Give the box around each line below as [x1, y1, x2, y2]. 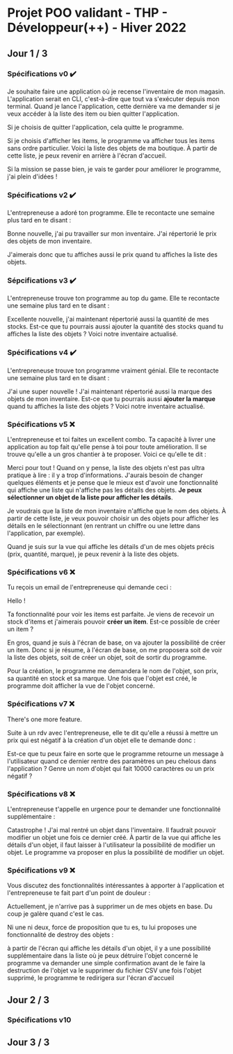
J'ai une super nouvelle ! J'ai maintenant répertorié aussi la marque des [7, 387, 212, 396]
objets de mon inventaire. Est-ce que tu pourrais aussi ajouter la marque [7, 394, 216, 402]
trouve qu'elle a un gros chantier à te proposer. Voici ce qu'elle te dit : [7, 450, 207, 458]
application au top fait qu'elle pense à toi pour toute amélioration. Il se [7, 443, 207, 451]
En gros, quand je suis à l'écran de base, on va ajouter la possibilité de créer [7, 638, 226, 647]
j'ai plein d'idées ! [7, 172, 58, 181]
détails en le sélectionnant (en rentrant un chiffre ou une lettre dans [7, 522, 200, 530]
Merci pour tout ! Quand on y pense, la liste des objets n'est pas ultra [7, 464, 205, 472]
